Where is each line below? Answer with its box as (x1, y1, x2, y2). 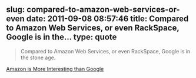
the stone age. (20, 54, 56, 61)
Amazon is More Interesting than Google (6, 65, 104, 72)
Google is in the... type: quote (6, 32, 117, 42)
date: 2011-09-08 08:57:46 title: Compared (26, 14, 189, 24)
